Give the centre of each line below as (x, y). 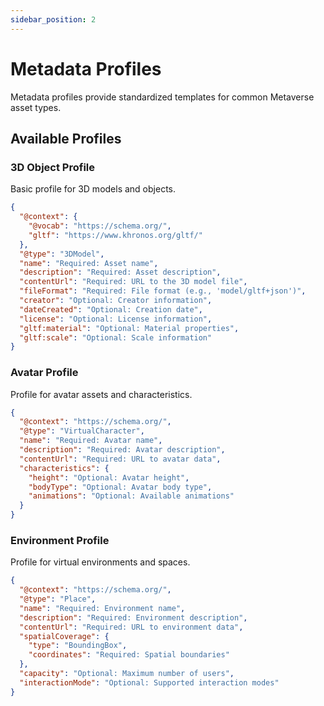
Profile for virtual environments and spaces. (100, 562)
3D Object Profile (52, 167)
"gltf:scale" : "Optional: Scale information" (116, 337)
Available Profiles (66, 138)
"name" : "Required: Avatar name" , (91, 441)
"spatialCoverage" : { (64, 636)
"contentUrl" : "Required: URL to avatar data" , (120, 459)
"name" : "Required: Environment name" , (102, 608)
